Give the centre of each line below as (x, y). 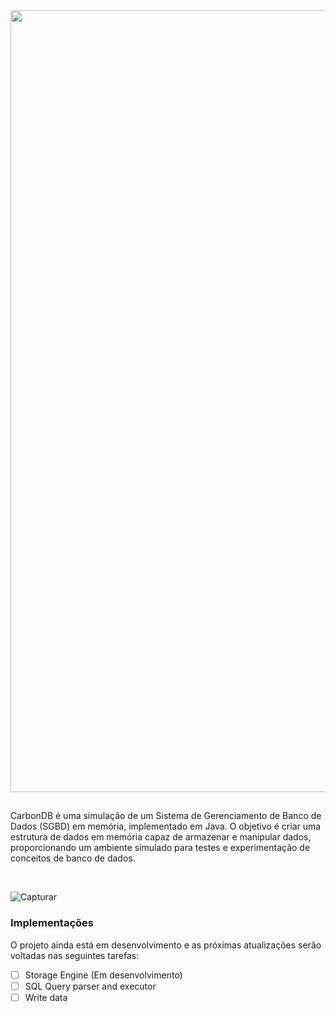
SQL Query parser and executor (90, 986)
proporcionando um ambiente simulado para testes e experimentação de (160, 848)
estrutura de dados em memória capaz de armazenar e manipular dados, (161, 837)
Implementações (52, 923)
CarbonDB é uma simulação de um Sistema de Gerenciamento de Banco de (166, 816)
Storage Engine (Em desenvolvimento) (103, 975)
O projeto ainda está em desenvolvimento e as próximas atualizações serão (166, 945)
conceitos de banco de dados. (73, 858)
